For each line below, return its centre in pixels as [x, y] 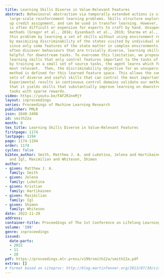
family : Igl [22, 200]
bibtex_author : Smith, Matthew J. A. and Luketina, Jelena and [71, 155]
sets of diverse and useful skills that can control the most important [85, 78]
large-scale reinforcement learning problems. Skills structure [76, 19]
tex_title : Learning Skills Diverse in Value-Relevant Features [72, 127]
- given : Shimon [21, 205]
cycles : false [20, 150]
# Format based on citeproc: [35, 268]
